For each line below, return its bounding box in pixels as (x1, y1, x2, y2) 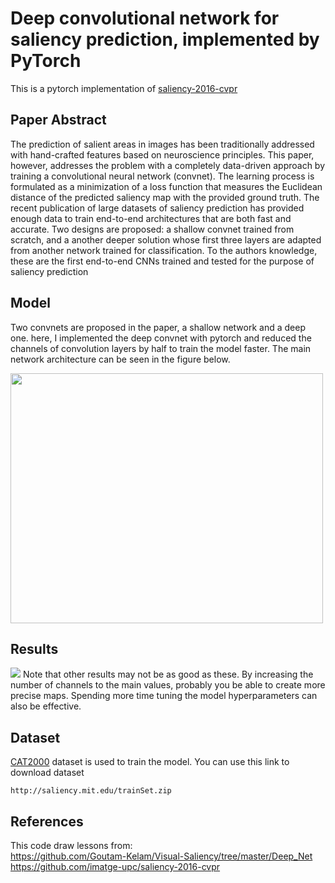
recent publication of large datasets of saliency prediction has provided (10, 202, 305, 214)
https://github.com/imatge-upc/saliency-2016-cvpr (10, 861, 221, 872)
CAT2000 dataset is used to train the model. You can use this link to (10, 756, 290, 768)
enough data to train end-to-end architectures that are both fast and (10, 212, 292, 224)
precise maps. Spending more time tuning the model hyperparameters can (10, 690, 318, 702)
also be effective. (10, 700, 82, 712)
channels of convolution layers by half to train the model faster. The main (10, 342, 312, 354)
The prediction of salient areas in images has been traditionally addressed (10, 138, 315, 150)
